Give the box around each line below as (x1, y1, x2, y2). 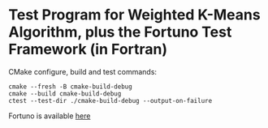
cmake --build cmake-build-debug (8, 89, 122, 98)
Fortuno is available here (8, 111, 91, 121)
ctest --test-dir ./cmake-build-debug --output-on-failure (8, 96, 213, 105)
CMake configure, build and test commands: (8, 66, 157, 76)
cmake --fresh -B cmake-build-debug (8, 83, 132, 91)
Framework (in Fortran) (8, 41, 168, 58)
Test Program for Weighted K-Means (8, 6, 262, 24)
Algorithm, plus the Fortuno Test (8, 23, 232, 41)
